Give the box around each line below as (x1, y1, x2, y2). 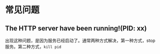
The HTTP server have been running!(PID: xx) (5, 24, 147, 32)
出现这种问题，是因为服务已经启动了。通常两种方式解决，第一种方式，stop (5, 37, 156, 43)
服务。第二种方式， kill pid (5, 44, 62, 49)
